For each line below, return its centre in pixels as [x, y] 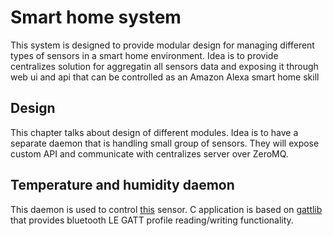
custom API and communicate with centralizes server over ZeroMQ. [149, 153]
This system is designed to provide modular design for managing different [162, 45]
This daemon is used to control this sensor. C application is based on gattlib [166, 209]
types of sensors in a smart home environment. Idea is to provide [144, 55]
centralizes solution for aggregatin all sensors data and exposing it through [164, 66]
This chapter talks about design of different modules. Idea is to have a [154, 132]
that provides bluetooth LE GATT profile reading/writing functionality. [152, 220]
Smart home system [96, 17]
